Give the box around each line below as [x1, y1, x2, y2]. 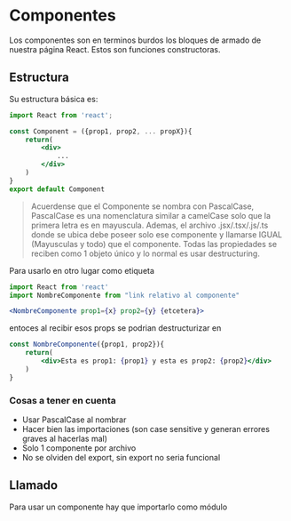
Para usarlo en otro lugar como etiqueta [9, 265, 155, 276]
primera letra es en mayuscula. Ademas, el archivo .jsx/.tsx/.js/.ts [30, 220, 269, 230]
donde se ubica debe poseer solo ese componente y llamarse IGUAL [30, 228, 282, 240]
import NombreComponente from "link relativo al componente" [9, 291, 240, 300]
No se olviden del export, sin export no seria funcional [21, 452, 221, 462]
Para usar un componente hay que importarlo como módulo [9, 501, 228, 512]
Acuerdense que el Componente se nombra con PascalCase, [30, 201, 255, 212]
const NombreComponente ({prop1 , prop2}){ [9, 340, 165, 349]
